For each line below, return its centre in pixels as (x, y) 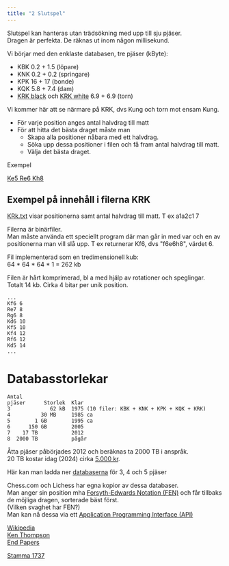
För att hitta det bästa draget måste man (73, 130)
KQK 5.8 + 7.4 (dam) (45, 88)
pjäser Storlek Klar (45, 403)
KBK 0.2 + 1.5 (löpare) (48, 66)
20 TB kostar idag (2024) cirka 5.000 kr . (64, 459)
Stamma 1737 (26, 556)
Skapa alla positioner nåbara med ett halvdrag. (93, 137)
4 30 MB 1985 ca (50, 415)
